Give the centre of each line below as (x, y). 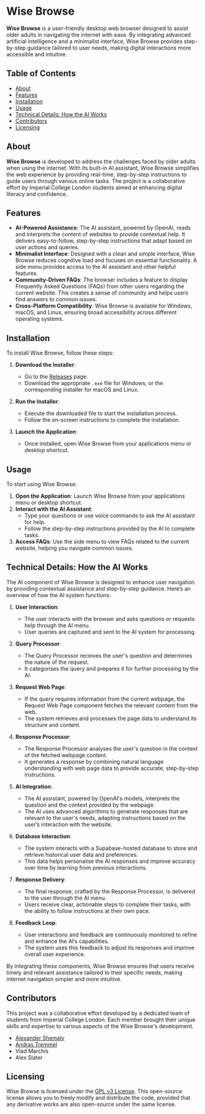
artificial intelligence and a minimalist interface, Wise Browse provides (95, 41)
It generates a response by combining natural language (94, 761)
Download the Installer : (45, 365)
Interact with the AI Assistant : (54, 509)
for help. (35, 522)
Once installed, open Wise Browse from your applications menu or (108, 444)
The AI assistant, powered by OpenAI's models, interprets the (102, 798)
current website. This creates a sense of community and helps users (102, 293)
